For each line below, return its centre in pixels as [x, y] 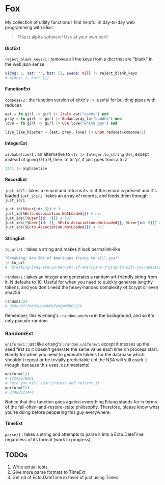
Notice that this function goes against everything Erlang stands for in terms [81, 401]
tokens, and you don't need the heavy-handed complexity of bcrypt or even [82, 287]
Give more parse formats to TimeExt [49, 472]
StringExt [15, 238]
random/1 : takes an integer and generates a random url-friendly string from [81, 277]
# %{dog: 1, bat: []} [27, 78]
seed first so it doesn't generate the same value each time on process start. [82, 349]
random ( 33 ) [16, 302]
